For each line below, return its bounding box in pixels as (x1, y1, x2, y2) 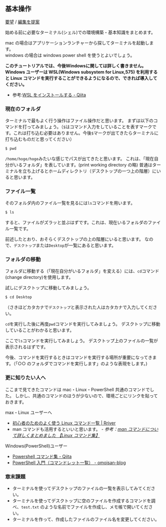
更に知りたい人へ (5, 374, 46, 381)
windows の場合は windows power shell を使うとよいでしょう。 (5, 52, 135, 58)
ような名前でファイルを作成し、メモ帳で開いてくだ (44, 504, 149, 510)
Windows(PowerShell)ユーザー (5, 443, 68, 449)
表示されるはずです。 (5, 344, 49, 350)
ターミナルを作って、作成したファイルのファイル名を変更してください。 (12, 516, 160, 522)
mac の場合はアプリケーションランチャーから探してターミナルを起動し (5, 40, 150, 46)
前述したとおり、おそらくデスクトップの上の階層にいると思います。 (5, 236, 144, 242)
